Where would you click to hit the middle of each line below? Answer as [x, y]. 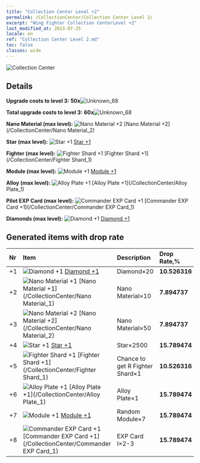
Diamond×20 [135, 271]
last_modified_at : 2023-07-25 [44, 28]
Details [19, 86]
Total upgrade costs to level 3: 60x [50, 112]
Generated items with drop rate [65, 237]
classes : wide [24, 51]
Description [134, 258]
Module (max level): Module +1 [61, 171]
